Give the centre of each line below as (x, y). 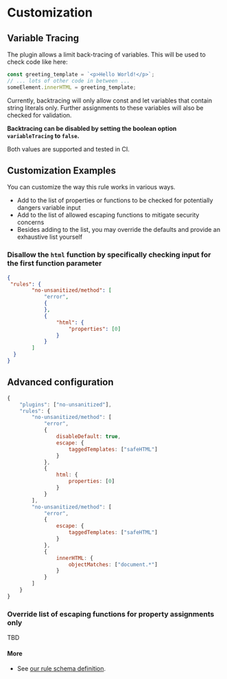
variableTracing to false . (44, 136)
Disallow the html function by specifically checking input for (109, 255)
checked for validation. (39, 115)
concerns (31, 222)
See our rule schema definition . (61, 669)
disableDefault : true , (88, 437)
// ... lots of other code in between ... (69, 80)
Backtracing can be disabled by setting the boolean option (92, 128)
